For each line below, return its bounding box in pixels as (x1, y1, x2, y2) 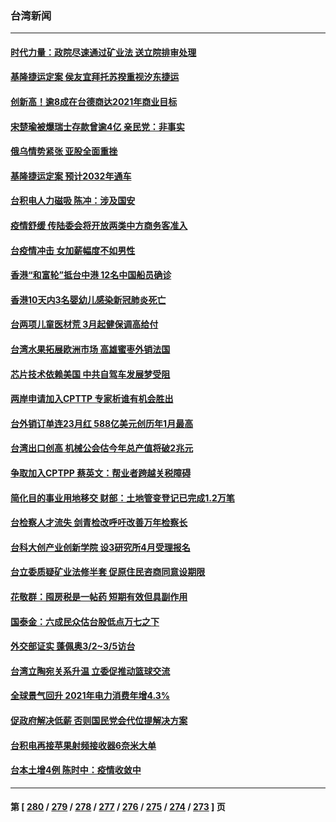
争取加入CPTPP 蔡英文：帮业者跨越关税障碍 (10, 467, 192, 479)
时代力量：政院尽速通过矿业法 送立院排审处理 (10, 46, 197, 58)
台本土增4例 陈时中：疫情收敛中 (10, 764, 142, 776)
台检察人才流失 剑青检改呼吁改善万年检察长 (10, 517, 188, 529)
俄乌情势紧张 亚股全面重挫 (10, 145, 118, 157)
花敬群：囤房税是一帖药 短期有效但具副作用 (10, 590, 188, 602)
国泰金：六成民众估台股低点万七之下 (10, 615, 160, 627)
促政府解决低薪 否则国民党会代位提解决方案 (10, 714, 188, 726)
